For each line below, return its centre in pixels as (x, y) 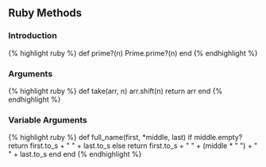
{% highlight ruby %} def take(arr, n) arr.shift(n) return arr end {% (116, 91)
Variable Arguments (48, 120)
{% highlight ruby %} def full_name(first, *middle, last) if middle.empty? (125, 138)
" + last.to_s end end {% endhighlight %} (75, 154)
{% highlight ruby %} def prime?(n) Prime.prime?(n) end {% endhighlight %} (133, 53)
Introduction (33, 36)
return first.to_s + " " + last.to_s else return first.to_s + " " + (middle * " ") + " (133, 146)
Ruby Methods (45, 13)
